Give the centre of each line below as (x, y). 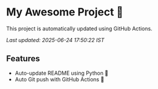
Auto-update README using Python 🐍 (62, 73)
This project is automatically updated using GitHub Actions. (79, 28)
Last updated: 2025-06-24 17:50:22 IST (55, 40)
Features (23, 59)
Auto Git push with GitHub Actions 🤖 (60, 79)
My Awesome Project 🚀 (65, 12)
